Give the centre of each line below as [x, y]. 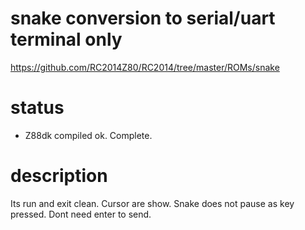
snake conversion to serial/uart [143, 18]
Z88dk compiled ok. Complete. [88, 135]
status [37, 108]
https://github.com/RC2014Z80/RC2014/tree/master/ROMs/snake [145, 67]
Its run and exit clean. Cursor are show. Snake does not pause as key [152, 203]
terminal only [66, 39]
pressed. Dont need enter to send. [81, 214]
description [59, 176]
